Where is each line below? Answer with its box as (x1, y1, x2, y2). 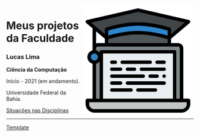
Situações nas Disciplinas (6, 107, 69, 114)
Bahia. (6, 95, 22, 103)
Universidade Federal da (6, 89, 67, 96)
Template (6, 124, 29, 131)
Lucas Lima (6, 53, 40, 61)
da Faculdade (6, 31, 74, 45)
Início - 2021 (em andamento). (6, 78, 80, 85)
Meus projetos (6, 19, 79, 33)
